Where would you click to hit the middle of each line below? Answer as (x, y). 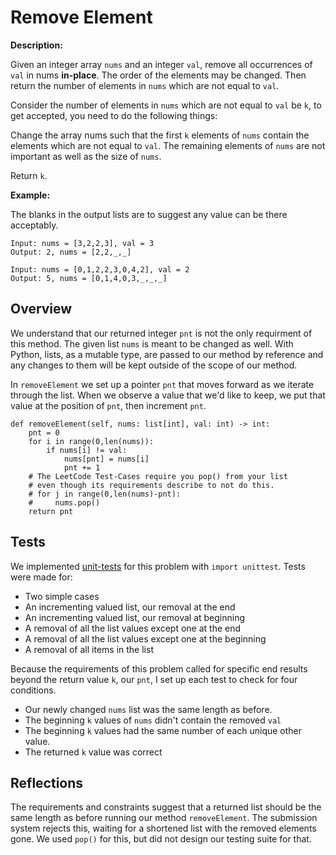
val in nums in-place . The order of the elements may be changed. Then (158, 75)
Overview (41, 309)
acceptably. (34, 225)
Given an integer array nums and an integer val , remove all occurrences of (161, 64)
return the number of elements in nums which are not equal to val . (145, 85)
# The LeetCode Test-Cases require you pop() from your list (158, 476)
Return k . (29, 175)
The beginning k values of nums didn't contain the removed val (153, 720)
